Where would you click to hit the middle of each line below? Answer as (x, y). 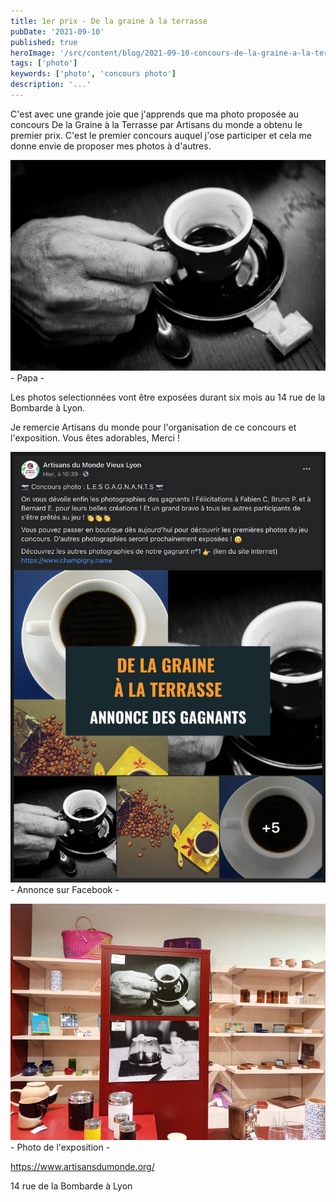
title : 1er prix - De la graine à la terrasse (109, 21)
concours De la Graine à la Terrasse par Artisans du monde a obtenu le (156, 124)
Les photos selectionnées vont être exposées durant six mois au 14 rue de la (168, 397)
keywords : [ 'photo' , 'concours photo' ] (93, 74)
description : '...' (51, 85)
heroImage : (33, 53)
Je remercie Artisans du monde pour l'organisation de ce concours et (153, 427)
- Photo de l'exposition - (60, 1147)
